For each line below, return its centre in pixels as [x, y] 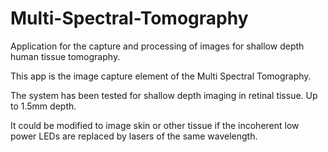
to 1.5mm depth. [43, 106]
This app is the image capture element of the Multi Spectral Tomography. [161, 76]
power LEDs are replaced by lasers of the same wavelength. [134, 136]
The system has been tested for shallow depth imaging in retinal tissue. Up [164, 95]
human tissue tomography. [65, 56]
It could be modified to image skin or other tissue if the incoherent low [155, 125]
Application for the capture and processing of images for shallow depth [157, 46]
